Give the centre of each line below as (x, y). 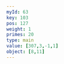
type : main (20, 40)
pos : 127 (17, 23)
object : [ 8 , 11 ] (26, 52)
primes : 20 (20, 35)
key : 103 (17, 18)
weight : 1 (19, 29)
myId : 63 (17, 12)
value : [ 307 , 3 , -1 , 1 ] (33, 46)
